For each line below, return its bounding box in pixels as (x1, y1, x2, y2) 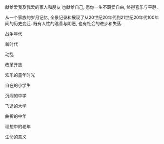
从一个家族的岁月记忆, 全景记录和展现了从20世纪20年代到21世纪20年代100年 (5, 15, 159, 20)
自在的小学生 (5, 82, 31, 88)
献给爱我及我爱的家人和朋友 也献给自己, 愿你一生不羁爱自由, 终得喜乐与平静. (5, 4, 158, 10)
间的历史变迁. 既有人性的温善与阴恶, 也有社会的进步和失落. (5, 21, 123, 26)
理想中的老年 (5, 124, 31, 129)
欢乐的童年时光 (5, 72, 35, 78)
